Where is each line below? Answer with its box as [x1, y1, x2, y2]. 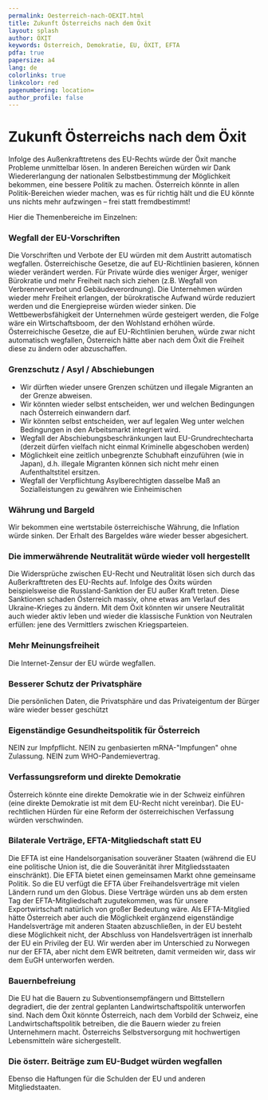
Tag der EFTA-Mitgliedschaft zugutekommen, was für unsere [8, 895, 209, 905]
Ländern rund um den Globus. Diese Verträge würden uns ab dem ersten [8, 887, 248, 897]
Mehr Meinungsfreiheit [8, 640, 100, 651]
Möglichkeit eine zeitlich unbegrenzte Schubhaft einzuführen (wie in [19, 450, 245, 460]
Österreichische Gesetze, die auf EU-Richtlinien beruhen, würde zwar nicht [8, 327, 255, 337]
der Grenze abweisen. [19, 390, 93, 400]
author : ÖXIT [8, 34, 52, 42]
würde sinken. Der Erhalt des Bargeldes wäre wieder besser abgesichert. [8, 531, 249, 541]
